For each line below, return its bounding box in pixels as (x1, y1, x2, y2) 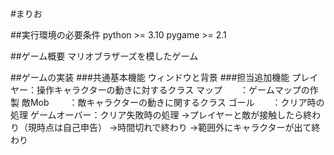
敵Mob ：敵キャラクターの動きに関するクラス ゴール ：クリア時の (21, 97, 325, 108)
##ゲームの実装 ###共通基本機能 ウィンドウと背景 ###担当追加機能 (10, 72, 290, 83)
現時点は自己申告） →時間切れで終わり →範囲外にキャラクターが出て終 (27, 122, 321, 133)
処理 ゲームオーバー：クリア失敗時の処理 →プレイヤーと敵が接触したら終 (10, 109, 313, 121)
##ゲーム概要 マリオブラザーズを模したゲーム (10, 50, 199, 62)
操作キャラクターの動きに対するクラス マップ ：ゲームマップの (36, 84, 310, 96)
